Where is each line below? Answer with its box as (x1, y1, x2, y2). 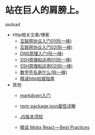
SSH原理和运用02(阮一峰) (19, 63, 73, 69)
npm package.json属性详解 (19, 103, 76, 109)
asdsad (5, 21, 20, 27)
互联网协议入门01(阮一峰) (19, 38, 72, 44)
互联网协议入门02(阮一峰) (19, 44, 73, 50)
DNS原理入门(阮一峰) (19, 50, 63, 56)
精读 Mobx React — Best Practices (19, 124, 90, 130)
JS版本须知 (19, 113, 43, 119)
